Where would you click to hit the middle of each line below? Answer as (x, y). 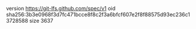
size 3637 (41, 21)
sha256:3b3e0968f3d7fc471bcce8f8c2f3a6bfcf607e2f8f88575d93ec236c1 (98, 14)
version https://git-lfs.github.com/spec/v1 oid (61, 8)
